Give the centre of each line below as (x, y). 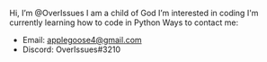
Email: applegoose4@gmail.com (82, 40)
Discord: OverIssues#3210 (71, 49)
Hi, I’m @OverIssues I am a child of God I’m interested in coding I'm (134, 13)
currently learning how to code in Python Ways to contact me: (124, 22)
